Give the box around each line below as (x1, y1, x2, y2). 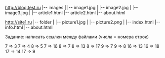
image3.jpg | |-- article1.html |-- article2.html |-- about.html (5, 10, 125, 16)
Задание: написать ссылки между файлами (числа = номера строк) (5, 34, 149, 39)
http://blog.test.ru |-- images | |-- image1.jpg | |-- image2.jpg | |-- (5, 5, 138, 10)
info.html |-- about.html (5, 24, 53, 30)
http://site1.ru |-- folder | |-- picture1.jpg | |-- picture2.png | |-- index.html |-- (5, 19, 161, 25)
